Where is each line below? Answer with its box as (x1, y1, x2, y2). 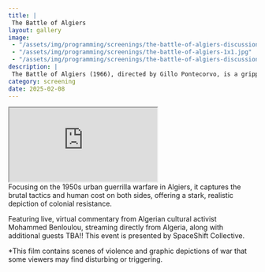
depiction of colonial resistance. (8, 199, 113, 209)
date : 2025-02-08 (8, 84, 65, 93)
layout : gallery (8, 26, 62, 34)
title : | (8, 11, 37, 20)
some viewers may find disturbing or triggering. (8, 255, 163, 264)
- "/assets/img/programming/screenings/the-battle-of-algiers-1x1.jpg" (11, 48, 252, 56)
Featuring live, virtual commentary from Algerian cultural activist (8, 214, 217, 224)
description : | (8, 63, 58, 71)
